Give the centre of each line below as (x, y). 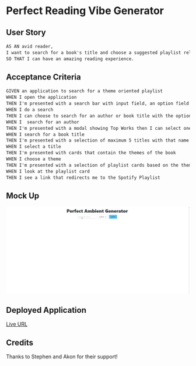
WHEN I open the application (41, 98)
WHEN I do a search (30, 110)
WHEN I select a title (34, 147)
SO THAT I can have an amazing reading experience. (70, 59)
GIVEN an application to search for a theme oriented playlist (85, 91)
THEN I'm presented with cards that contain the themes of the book (91, 153)
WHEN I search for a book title (45, 134)
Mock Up (23, 196)
